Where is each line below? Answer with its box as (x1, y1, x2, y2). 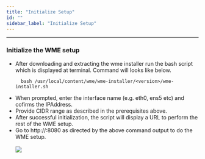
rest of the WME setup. (15, 120, 74, 127)
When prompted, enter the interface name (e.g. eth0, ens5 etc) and (15, 94, 185, 101)
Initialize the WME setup (6, 46, 80, 55)
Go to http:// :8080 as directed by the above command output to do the (15, 126, 193, 134)
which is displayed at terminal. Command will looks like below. (15, 66, 172, 74)
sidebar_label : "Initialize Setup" (6, 20, 97, 26)
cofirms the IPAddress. (15, 101, 73, 108)
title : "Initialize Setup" (6, 9, 75, 15)
